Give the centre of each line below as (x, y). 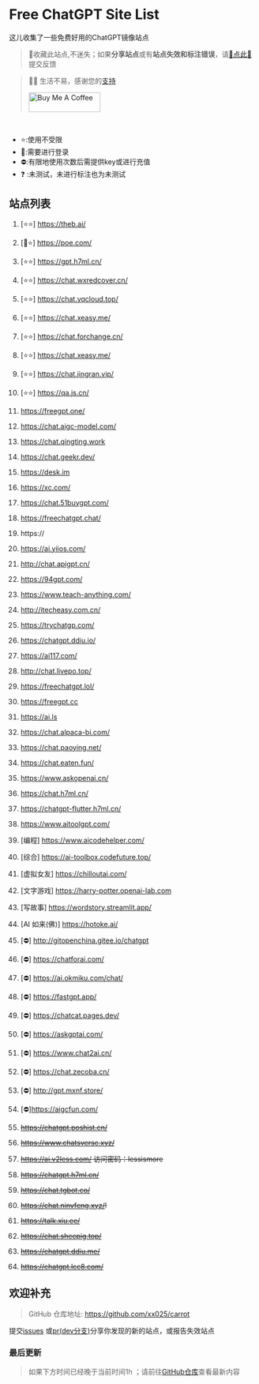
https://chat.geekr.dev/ (58, 456)
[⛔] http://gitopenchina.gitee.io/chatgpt (84, 940)
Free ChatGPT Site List (84, 15)
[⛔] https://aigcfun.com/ (59, 1109)
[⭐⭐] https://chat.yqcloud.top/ (69, 298)
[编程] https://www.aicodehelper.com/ (82, 840)
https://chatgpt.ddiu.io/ (58, 640)
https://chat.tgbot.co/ (55, 1190)
